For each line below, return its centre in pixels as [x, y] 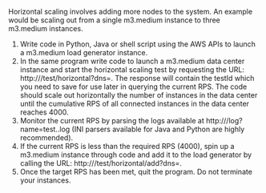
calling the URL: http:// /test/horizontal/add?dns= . [101, 163]
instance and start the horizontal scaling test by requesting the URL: [132, 70]
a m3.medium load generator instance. [84, 52]
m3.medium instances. [46, 28]
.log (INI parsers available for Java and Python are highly [151, 129]
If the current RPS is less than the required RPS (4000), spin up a [127, 146]
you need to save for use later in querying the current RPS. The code [133, 86]
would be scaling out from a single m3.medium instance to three [114, 20]
